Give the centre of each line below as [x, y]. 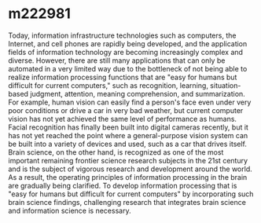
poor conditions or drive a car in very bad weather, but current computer [126, 110]
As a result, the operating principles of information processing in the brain [128, 177]
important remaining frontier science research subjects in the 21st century [128, 160]
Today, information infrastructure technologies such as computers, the [122, 35]
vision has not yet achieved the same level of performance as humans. [123, 119]
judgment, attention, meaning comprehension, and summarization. [138, 93]
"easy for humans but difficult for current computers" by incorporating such [131, 194]
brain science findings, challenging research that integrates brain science [127, 202]
